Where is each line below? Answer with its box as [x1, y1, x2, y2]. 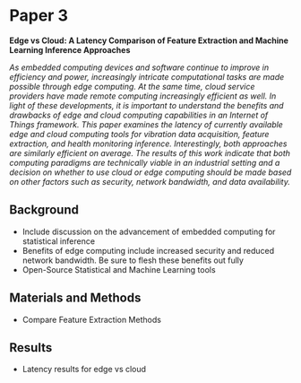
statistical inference [21, 235, 96, 247]
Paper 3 [9, 5, 69, 26]
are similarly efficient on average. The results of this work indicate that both [9, 147, 291, 158]
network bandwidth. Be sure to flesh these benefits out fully [21, 255, 245, 265]
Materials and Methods [9, 291, 142, 306]
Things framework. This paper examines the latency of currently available [9, 118, 284, 130]
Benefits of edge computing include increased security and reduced [21, 245, 275, 256]
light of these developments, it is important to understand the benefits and [9, 100, 284, 110]
